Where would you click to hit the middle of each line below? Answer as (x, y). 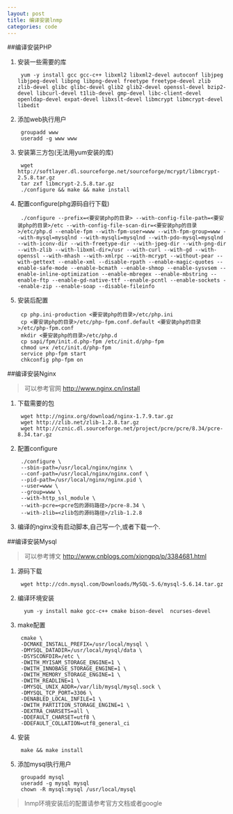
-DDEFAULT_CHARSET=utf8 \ (58, 717)
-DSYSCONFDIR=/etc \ (50, 657)
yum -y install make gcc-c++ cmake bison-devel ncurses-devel (117, 612)
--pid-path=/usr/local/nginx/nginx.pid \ (81, 480)
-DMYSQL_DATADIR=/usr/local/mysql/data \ (81, 651)
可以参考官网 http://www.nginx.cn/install (82, 389)
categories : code (32, 26)
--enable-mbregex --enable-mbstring (155, 274)
